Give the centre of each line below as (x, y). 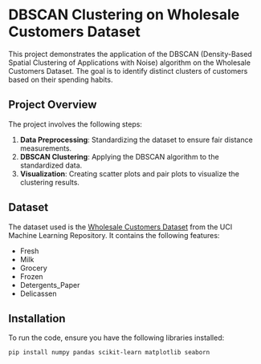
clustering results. (50, 182)
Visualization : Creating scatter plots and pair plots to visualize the (129, 173)
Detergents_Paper (50, 285)
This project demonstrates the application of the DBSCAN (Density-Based (130, 54)
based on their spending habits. (61, 79)
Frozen (31, 276)
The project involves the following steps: (75, 124)
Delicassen (39, 293)
